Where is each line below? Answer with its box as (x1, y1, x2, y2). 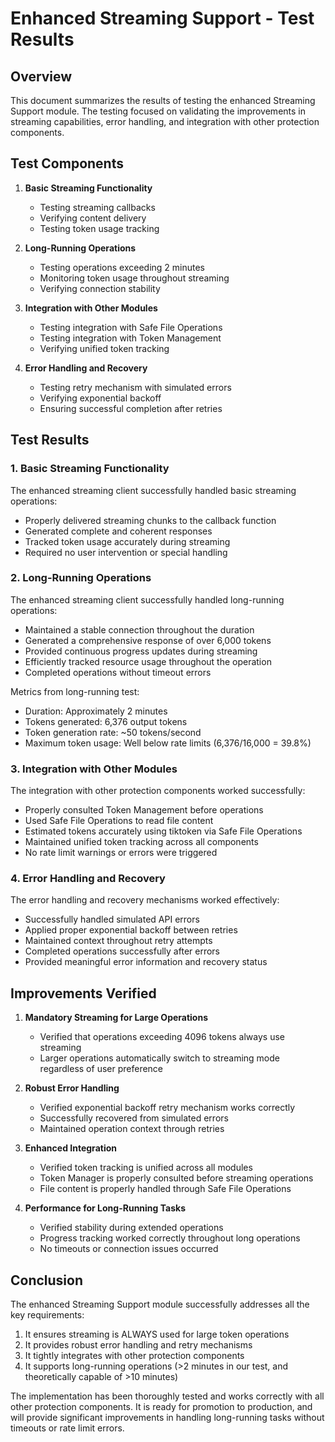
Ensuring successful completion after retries (39, 402, 223, 414)
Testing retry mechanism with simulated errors (39, 381, 232, 393)
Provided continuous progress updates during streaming (24, 645, 258, 657)
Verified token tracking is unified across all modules (39, 1162, 253, 1174)
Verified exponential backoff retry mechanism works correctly (39, 1102, 296, 1114)
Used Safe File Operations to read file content (24, 815, 214, 827)
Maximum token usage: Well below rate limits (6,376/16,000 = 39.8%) (24, 737, 312, 749)
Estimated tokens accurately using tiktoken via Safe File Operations (24, 825, 303, 837)
